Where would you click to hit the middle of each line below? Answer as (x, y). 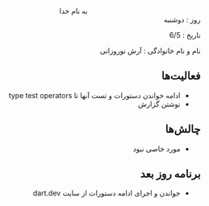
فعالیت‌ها (181, 76)
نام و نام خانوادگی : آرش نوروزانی (150, 51)
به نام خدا (73, 11)
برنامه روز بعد (170, 174)
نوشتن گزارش (159, 104)
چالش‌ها (183, 129)
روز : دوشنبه (182, 19)
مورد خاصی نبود (157, 148)
